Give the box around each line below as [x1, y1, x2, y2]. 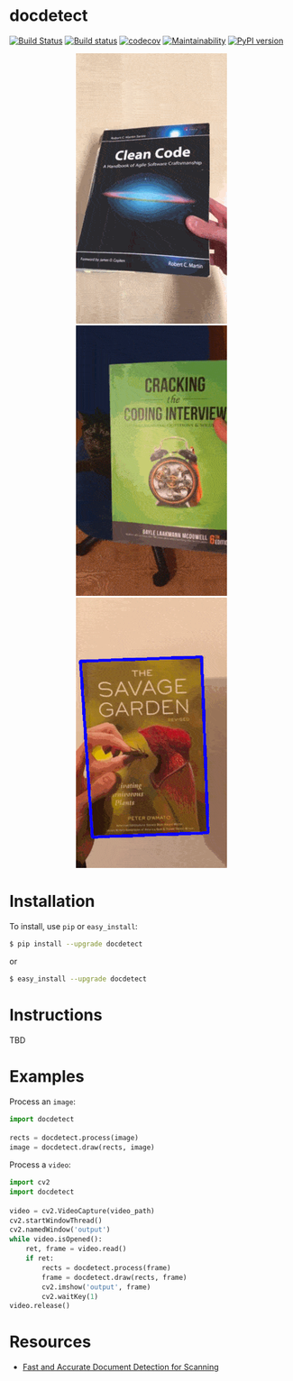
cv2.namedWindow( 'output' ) [9, 1225, 111, 1235]
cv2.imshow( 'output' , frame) [41, 1282, 151, 1292]
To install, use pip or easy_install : [9, 920, 138, 931]
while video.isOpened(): [9, 1235, 103, 1244]
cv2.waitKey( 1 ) [41, 1292, 99, 1301]
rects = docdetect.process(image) [9, 1133, 140, 1143]
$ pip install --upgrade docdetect [9, 939, 143, 948]
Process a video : [9, 1159, 71, 1170]
